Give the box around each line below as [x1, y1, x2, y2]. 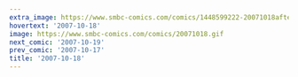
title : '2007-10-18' [9, 54, 86, 63]
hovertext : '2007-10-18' [9, 21, 101, 30]
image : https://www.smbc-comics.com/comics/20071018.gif [9, 29, 224, 38]
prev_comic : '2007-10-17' [9, 46, 105, 55]
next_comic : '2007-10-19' [9, 37, 105, 47]
